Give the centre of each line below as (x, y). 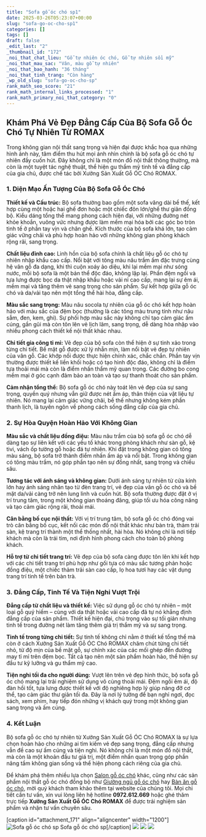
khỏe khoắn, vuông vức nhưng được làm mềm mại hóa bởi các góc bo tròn (101, 222)
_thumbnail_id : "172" (34, 52)
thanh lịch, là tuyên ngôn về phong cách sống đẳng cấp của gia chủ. (93, 407)
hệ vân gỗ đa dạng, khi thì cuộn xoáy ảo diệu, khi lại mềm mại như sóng (97, 266)
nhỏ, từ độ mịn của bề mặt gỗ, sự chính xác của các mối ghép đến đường (99, 650)
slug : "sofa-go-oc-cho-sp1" (42, 23)
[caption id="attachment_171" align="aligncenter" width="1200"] (88, 819)
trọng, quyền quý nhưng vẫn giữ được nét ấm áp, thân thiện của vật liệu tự (100, 393)
